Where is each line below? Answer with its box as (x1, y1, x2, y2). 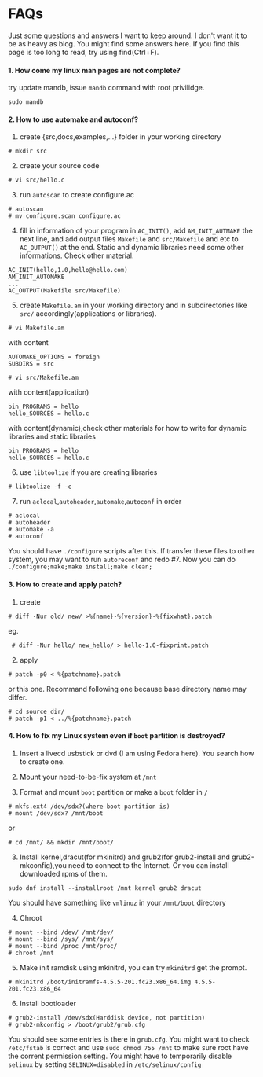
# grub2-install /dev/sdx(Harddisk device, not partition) (8, 1013, 206, 1022)
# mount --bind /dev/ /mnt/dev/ (8, 928, 114, 936)
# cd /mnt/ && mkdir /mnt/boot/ (8, 838, 114, 846)
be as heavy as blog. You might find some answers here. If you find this (8, 39, 239, 48)
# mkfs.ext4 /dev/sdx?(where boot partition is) (8, 803, 170, 811)
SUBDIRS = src (8, 360, 55, 368)
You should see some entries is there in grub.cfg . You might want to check (8, 1035, 250, 1044)
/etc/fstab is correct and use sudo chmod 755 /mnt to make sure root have (8, 1042, 249, 1052)
